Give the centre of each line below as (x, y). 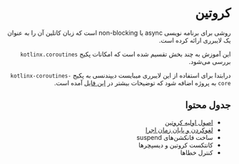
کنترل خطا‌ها (197, 152)
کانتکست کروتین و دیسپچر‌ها (176, 145)
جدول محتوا (208, 105)
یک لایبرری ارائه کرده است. (195, 40)
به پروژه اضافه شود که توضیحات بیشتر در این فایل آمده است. (135, 82)
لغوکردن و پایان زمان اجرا (179, 130)
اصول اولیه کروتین (189, 122)
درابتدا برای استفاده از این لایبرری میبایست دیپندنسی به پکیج (152, 75)
